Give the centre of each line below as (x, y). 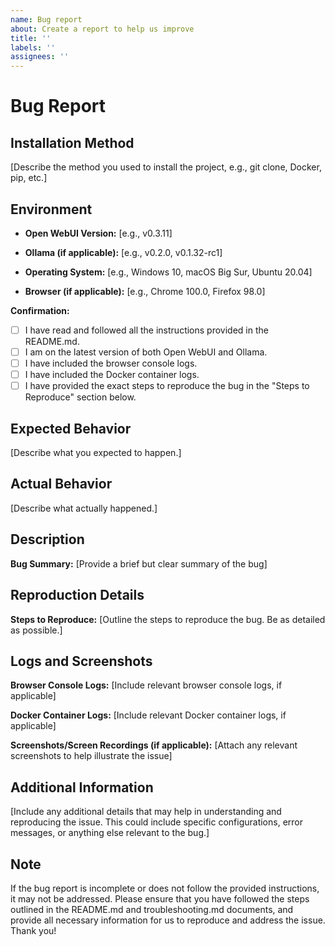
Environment (51, 209)
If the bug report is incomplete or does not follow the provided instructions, (165, 888)
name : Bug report (46, 19)
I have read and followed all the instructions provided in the (146, 330)
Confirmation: (40, 310)
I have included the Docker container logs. (112, 375)
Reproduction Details (77, 595)
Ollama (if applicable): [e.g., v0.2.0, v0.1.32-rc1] (123, 252)
